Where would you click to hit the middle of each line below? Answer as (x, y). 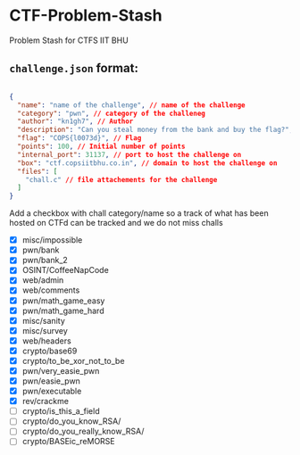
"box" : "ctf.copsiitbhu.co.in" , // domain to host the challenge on (147, 163)
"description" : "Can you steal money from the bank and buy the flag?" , (155, 130)
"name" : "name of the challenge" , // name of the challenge (131, 105)
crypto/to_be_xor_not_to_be (73, 360)
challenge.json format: (74, 68)
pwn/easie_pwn (51, 381)
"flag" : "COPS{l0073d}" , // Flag (79, 138)
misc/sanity (43, 320)
